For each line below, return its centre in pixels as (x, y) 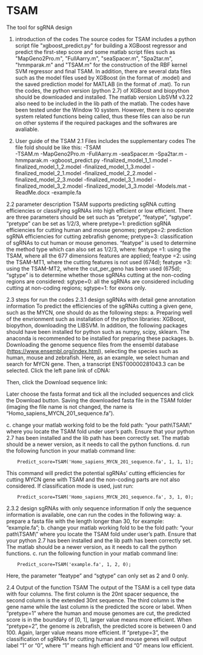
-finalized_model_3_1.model (118, 179)
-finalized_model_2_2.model (118, 173)
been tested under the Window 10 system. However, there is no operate (105, 110)
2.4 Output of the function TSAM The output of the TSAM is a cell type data (101, 587)
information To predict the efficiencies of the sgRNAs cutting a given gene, (100, 306)
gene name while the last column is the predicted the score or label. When (99, 607)
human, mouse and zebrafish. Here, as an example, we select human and (98, 357)
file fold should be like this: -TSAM (58, 147)
